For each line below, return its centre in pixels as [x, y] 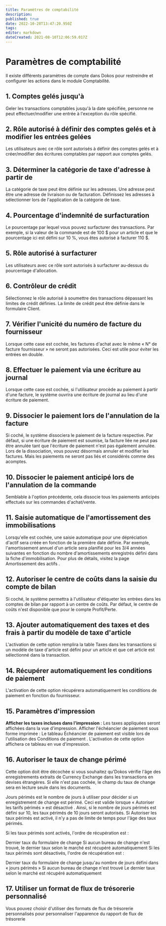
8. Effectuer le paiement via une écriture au [73, 370]
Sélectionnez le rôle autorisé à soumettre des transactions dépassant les [79, 298]
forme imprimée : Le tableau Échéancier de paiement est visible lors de [78, 734]
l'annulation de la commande [51, 485]
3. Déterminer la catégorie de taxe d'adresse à [78, 170]
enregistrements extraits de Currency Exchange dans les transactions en [79, 777]
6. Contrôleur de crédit [41, 286]
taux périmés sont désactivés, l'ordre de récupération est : [65, 853]
